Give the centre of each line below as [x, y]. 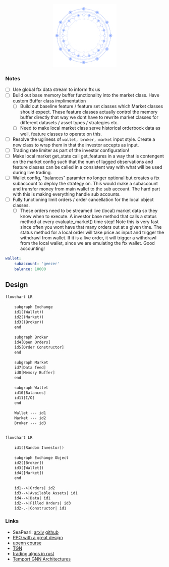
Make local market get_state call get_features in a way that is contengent [88, 156]
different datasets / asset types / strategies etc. [69, 123]
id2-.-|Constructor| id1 [40, 508]
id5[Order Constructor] [39, 347]
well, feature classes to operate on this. [61, 134]
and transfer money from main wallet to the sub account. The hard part [86, 189]
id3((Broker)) [29, 322]
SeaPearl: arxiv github [36, 532]
